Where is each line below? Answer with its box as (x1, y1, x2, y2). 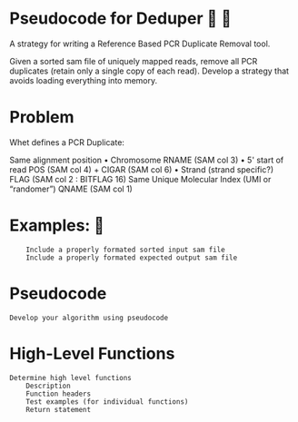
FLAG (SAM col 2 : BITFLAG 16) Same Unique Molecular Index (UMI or (9, 173, 272, 184)
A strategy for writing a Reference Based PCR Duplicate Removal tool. (9, 38, 271, 49)
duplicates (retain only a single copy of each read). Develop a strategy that (9, 65, 289, 76)
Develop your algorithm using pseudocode (9, 313, 169, 322)
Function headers (25, 389, 92, 398)
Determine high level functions (9, 373, 132, 382)
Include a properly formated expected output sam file (25, 253, 238, 262)
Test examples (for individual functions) (25, 397, 189, 407)
